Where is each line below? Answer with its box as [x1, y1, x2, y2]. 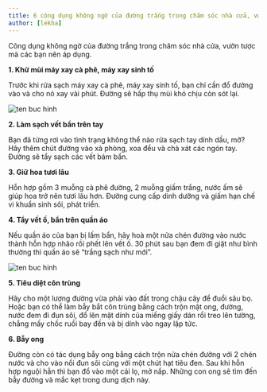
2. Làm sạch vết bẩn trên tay [8, 119, 104, 129]
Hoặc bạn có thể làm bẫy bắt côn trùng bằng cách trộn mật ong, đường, [8, 301, 244, 311]
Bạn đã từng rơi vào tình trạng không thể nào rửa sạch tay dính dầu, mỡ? [8, 134, 246, 144]
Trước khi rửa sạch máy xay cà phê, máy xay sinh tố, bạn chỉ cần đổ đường [8, 80, 253, 90]
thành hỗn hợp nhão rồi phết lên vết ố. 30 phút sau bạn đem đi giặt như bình [8, 239, 258, 248]
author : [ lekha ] [8, 19, 62, 27]
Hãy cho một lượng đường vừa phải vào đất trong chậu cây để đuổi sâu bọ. [8, 293, 253, 303]
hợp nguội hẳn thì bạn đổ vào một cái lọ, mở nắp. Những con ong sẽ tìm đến [8, 367, 257, 376]
